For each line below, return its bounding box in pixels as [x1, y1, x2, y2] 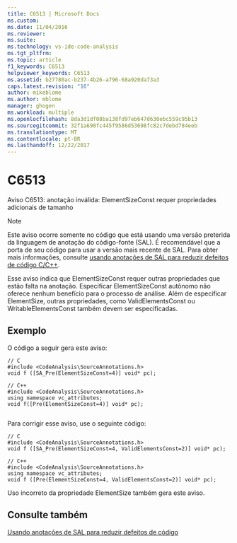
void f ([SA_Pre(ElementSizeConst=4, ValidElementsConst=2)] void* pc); [7, 445, 226, 452]
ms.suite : [7, 37, 37, 44]
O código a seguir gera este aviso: [7, 344, 108, 352]
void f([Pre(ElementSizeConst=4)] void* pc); [7, 400, 144, 407]
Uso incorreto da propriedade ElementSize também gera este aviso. [7, 489, 205, 497]
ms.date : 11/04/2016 [7, 23, 69, 30]
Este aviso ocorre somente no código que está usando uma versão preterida [7, 230, 231, 239]
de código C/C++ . [7, 261, 60, 269]
